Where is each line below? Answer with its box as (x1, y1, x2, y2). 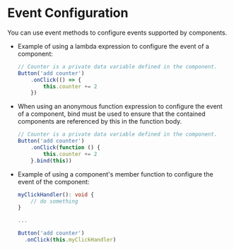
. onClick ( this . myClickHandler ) (24, 237, 117, 244)
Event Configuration (7, 5, 129, 21)
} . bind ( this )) (30, 157, 72, 164)
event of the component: (17, 177, 90, 186)
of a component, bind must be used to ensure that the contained (17, 109, 206, 118)
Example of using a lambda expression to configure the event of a (17, 42, 210, 50)
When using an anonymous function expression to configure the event (17, 102, 223, 111)
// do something (30, 198, 78, 205)
